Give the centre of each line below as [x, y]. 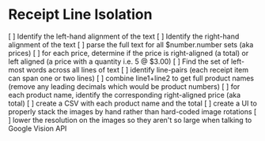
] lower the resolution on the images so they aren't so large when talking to [130, 120]
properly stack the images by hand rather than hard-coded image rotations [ [132, 111]
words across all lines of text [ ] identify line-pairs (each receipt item [138, 69]
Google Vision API [38, 128]
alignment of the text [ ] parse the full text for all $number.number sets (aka [131, 44]
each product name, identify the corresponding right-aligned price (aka [125, 95]
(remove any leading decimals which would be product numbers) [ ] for [124, 86]
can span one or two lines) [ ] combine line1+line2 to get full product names [131, 78]
